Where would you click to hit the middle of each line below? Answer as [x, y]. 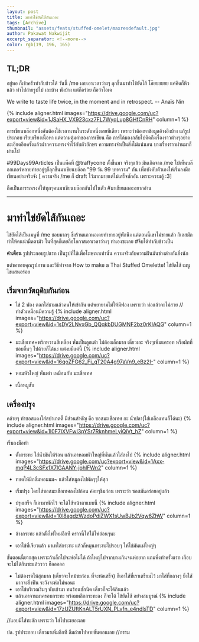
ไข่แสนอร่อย [19, 272]
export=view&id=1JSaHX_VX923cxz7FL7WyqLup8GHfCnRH [80, 119]
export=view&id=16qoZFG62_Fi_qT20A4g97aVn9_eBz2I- [84, 362]
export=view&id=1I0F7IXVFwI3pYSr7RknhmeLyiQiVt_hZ [74, 432]
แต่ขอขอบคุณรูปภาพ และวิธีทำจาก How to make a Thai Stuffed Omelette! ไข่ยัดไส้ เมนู [99, 265]
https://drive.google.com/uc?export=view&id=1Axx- [102, 461]
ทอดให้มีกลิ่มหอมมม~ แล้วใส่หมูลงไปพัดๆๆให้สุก [62, 479]
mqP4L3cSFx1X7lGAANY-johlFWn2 [58, 468]
